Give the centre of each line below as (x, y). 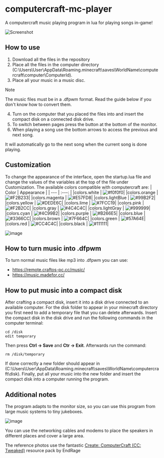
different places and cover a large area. (45, 436)
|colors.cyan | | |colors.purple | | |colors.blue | (75, 213)
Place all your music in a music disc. (49, 80)
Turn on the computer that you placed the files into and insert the (78, 114)
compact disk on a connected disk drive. (53, 119)
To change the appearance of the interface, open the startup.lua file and (78, 177)
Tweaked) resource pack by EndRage (43, 450)
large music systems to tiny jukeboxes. (44, 411)
